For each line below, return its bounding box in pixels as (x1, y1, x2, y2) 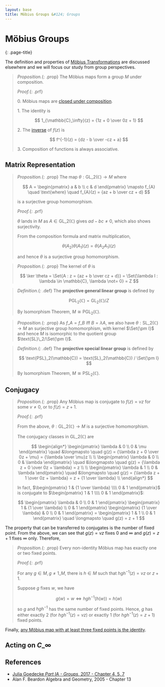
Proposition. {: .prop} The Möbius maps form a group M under (17, 74, 142, 80)
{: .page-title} (5, 49, 33, 55)
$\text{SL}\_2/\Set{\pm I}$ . (17, 336, 72, 342)
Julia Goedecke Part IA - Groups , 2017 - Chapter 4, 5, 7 (12, 671, 125, 677)
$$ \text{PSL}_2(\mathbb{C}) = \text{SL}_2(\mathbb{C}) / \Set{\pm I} (19, 355, 159, 361)
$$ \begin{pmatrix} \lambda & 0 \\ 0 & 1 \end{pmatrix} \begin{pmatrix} (18, 500, 160, 505)
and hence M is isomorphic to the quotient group (17, 330, 117, 336)
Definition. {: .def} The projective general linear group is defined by (17, 288, 155, 294)
